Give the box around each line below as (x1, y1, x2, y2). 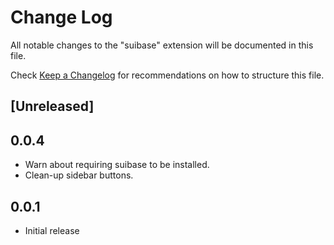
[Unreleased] (10, 98, 95, 115)
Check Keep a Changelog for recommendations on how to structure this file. (10, 69, 325, 81)
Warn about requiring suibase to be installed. (24, 159, 210, 171)
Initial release (24, 224, 80, 236)
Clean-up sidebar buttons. (24, 169, 134, 181)
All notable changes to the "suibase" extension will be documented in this (10, 39, 314, 51)
